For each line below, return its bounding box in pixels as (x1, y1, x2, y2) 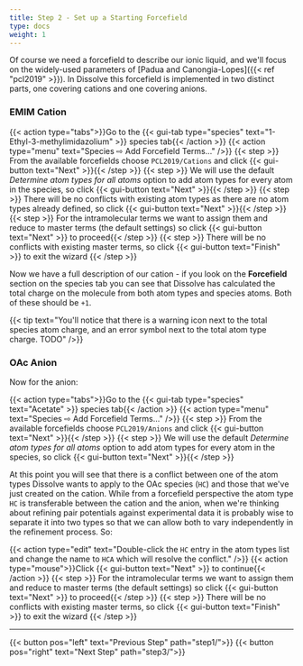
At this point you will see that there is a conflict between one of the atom (9, 469, 279, 479)
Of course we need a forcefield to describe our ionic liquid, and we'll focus (9, 55, 287, 66)
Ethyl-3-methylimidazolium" (9, 136, 114, 147)
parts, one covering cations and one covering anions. (9, 83, 207, 95)
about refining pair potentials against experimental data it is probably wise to (9, 506, 294, 518)
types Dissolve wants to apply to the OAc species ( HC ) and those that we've (9, 479, 289, 489)
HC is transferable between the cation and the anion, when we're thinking (9, 497, 280, 508)
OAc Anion (9, 356, 58, 369)
